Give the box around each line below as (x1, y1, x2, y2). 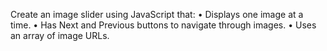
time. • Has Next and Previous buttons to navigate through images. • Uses (10, 19, 317, 31)
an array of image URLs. (10, 30, 110, 41)
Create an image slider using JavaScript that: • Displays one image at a (10, 9, 304, 20)
